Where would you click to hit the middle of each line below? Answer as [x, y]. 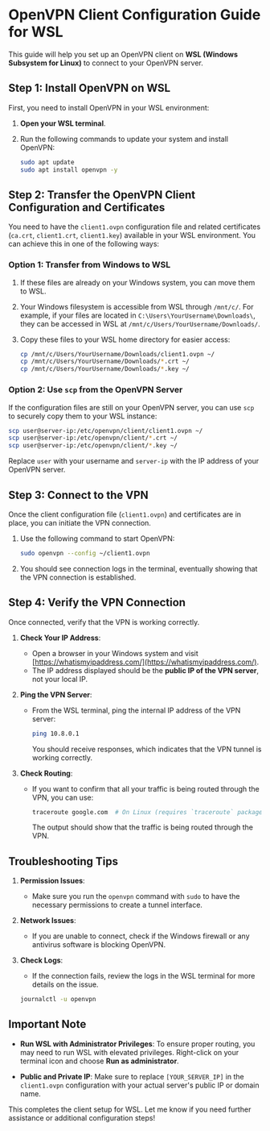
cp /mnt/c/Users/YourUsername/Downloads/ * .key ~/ [105, 369]
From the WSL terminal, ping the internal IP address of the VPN [136, 710]
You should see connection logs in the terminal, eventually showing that [139, 568]
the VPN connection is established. [78, 577]
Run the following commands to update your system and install [124, 139]
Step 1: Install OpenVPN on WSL [90, 88]
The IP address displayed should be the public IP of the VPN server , [145, 670]
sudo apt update [47, 162]
